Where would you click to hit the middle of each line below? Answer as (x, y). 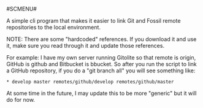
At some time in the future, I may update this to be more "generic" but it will (101, 93)
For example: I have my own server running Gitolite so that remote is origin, (101, 57)
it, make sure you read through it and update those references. (85, 46)
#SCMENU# (21, 9)
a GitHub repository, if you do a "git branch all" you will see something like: (101, 71)
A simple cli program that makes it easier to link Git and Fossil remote (94, 21)
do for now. (21, 100)
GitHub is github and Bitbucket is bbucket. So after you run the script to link (102, 64)
